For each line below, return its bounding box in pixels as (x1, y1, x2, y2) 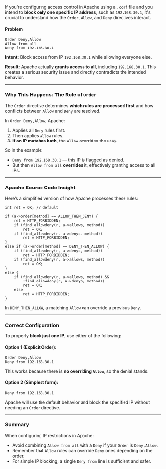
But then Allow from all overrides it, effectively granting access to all (12, 162, 156, 168)
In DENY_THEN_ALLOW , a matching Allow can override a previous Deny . (5, 304, 142, 311)
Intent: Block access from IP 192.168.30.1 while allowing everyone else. (5, 54, 152, 60)
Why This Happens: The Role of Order (5, 92, 97, 98)
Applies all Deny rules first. (12, 127, 66, 133)
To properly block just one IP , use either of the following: (5, 333, 122, 339)
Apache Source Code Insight (5, 184, 76, 191)
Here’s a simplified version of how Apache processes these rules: (5, 195, 138, 201)
